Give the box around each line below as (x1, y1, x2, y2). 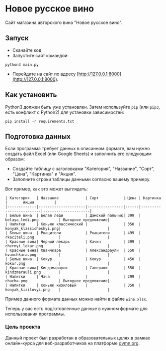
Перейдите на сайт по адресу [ (12, 71, 79, 77)
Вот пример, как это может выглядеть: (5, 186, 88, 192)
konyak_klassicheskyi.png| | (5, 226, 110, 231)
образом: (5, 156, 25, 162)
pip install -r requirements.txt (5, 119, 75, 124)
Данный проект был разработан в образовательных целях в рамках (5, 335, 151, 341)
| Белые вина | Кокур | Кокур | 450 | (5, 257, 141, 262)
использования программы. (5, 311, 66, 317)
